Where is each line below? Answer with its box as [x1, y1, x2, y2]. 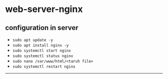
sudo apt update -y [12, 37, 53, 42]
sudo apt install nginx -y [12, 43, 69, 48]
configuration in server [5, 23, 78, 32]
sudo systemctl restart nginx [12, 64, 76, 69]
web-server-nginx [5, 3, 83, 15]
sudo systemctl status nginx [12, 53, 73, 58]
